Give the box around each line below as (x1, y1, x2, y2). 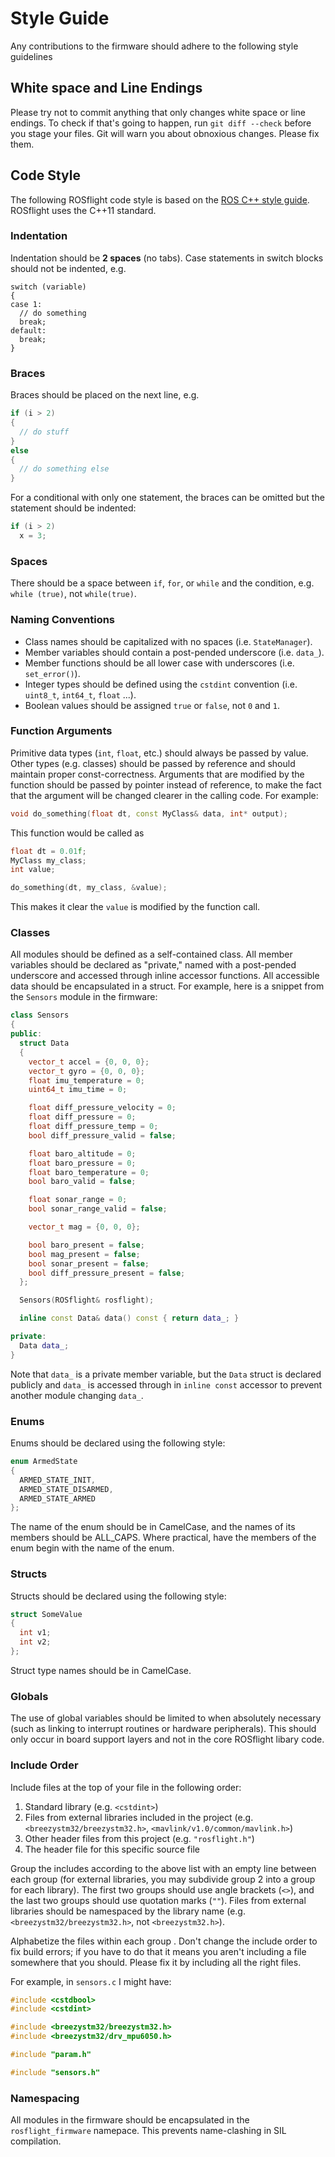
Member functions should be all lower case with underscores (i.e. (24, 657, 295, 669)
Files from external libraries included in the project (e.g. (24, 1811, 254, 1823)
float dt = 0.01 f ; (10, 846, 87, 856)
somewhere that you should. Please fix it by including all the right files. (10, 1956, 302, 1968)
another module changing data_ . (10, 1389, 144, 1401)
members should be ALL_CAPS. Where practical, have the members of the (10, 1532, 317, 1544)
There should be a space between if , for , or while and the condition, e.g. (10, 577, 315, 589)
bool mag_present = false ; (28, 1249, 141, 1259)
